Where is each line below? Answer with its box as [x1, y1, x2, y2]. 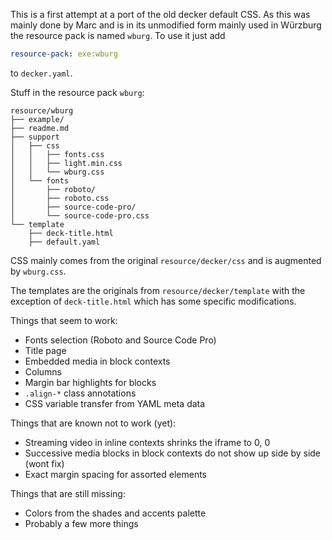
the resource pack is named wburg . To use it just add [10, 30, 226, 41]
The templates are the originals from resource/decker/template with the [10, 284, 306, 296]
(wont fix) [24, 457, 65, 469]
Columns [24, 365, 63, 378]
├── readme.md [10, 123, 70, 133]
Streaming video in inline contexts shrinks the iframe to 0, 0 [24, 436, 271, 448]
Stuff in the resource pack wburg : [10, 86, 145, 98]
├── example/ [10, 114, 65, 124]
